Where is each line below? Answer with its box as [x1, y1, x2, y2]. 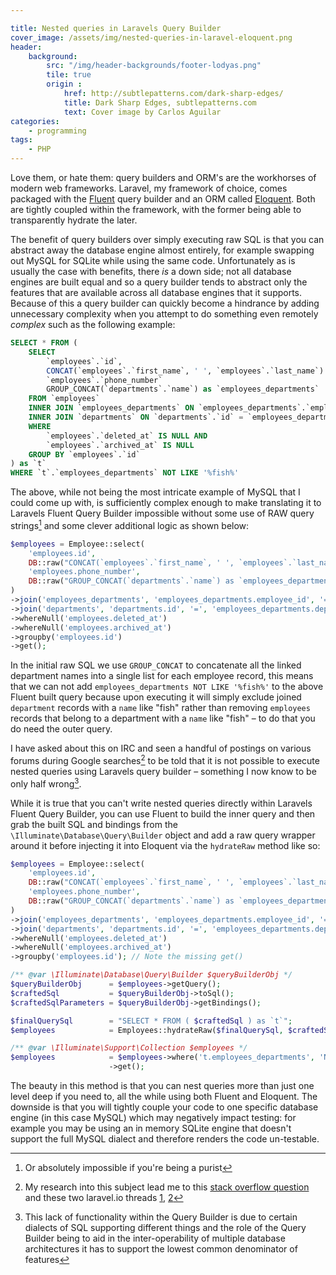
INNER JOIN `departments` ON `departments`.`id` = [28, 412, 244, 422]
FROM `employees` [28, 394, 101, 404]
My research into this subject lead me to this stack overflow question [24, 1181, 310, 1193]
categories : [10, 116, 60, 126]
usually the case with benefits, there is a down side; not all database [10, 266, 292, 277]
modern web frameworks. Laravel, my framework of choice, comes [10, 182, 288, 194]
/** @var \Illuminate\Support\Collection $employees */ [10, 1043, 248, 1053]
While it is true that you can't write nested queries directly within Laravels [10, 797, 313, 809]
